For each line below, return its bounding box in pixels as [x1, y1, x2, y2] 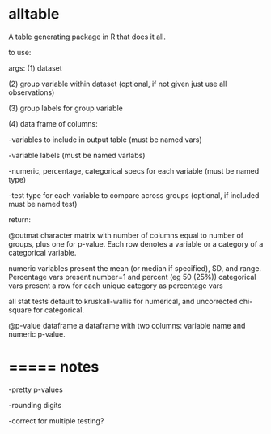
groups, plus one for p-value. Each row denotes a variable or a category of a [8, 238, 264, 248]
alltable [8, 5, 60, 24]
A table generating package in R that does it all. [8, 32, 166, 41]
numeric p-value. [8, 329, 66, 339]
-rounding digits [8, 400, 62, 410]
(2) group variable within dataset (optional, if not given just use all [8, 79, 227, 88]
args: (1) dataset [8, 62, 62, 73]
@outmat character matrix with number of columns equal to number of [8, 230, 244, 240]
